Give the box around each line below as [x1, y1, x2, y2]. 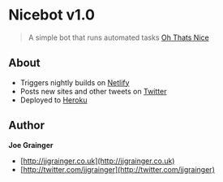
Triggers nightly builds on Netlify [19, 77, 130, 87]
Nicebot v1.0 [8, 6, 96, 24]
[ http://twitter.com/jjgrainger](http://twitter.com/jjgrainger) [19, 164, 215, 174]
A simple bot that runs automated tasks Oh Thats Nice [28, 32, 209, 42]
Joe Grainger [8, 140, 54, 149]
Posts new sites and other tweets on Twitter [19, 86, 167, 96]
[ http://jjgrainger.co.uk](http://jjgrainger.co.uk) [19, 156, 175, 166]
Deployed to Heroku [19, 95, 88, 105]
